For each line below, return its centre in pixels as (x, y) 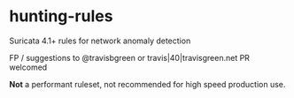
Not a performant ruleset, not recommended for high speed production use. (147, 84)
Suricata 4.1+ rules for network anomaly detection (100, 41)
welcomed (28, 67)
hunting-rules (61, 16)
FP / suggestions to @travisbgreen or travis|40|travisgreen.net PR (130, 57)
